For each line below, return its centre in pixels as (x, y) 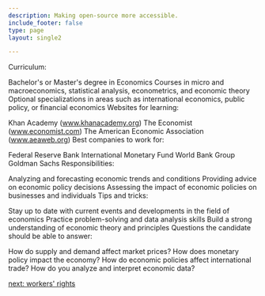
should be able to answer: (50, 236)
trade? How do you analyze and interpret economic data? (102, 268)
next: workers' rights (42, 284)
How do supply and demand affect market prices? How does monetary (124, 252)
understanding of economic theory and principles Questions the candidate (130, 228)
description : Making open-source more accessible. (93, 15)
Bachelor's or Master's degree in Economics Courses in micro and (116, 82)
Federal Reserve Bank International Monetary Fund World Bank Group (122, 155)
